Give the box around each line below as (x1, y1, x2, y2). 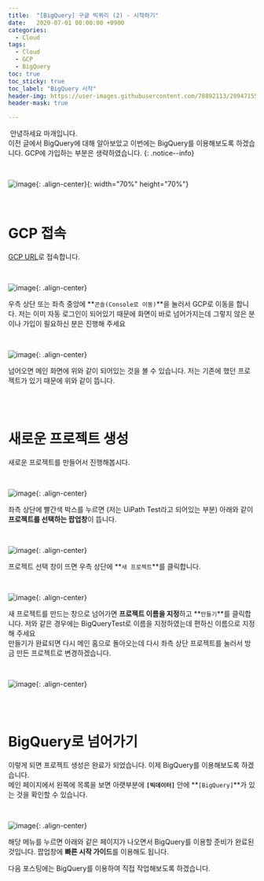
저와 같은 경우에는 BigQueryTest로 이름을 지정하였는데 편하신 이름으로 (24, 619, 241, 628)
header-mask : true (8, 99, 68, 107)
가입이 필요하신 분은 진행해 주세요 (22, 319, 126, 329)
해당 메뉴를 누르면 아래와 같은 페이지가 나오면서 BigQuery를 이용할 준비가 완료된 (8, 837, 255, 846)
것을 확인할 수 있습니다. (16, 790, 88, 799)
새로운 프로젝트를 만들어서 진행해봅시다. (8, 458, 130, 466)
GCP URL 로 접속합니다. (8, 253, 81, 262)
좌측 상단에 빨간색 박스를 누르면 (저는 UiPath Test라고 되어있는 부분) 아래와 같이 (8, 505, 254, 514)
